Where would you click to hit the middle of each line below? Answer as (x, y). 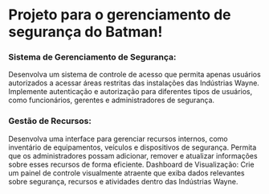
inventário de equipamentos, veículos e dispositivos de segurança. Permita (132, 147)
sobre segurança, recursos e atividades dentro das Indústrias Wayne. (123, 181)
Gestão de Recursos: (50, 121)
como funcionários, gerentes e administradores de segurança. (112, 100)
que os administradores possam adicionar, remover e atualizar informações (133, 155)
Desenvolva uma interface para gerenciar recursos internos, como (118, 138)
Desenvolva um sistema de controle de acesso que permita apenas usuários (134, 75)
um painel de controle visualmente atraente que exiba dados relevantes (126, 173)
